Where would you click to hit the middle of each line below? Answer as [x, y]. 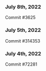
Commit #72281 [21, 64]
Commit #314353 [23, 41]
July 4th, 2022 [23, 53]
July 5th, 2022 [23, 30]
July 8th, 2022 [23, 7]
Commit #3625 [21, 18]
